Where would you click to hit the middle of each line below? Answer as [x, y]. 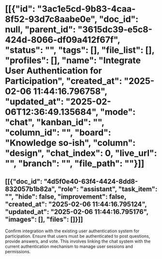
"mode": [118, 112]
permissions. [18, 251]
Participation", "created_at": [64, 81]
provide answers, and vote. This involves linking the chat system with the [78, 241]
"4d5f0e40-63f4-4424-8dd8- [91, 181]
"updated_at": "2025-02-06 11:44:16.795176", [77, 212]
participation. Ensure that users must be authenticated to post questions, [78, 236]
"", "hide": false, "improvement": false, [66, 197]
